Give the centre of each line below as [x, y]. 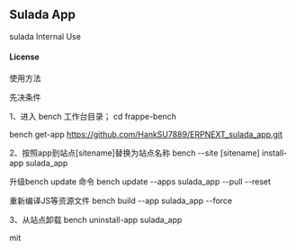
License [25, 57]
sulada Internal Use [45, 36]
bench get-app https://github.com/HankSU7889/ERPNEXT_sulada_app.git [146, 135]
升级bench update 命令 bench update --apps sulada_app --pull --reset [140, 182]
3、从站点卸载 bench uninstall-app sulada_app [96, 220]
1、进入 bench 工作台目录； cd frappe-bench [93, 117]
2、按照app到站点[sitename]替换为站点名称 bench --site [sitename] [135, 153]
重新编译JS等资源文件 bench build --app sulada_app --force [121, 201]
